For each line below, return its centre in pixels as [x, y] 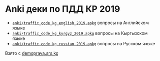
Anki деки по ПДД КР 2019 [63, 9]
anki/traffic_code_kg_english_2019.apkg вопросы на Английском [80, 23]
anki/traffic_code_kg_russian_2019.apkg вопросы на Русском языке [83, 43]
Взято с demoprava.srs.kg [32, 53]
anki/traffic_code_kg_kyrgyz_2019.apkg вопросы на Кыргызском [80, 33]
